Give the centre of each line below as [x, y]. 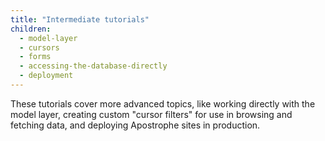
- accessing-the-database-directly [93, 66]
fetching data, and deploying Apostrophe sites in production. [135, 125]
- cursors [39, 47]
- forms [35, 57]
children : [31, 29]
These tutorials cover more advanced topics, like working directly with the [163, 103]
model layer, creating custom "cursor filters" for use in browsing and [151, 114]
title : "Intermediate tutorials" [80, 19]
